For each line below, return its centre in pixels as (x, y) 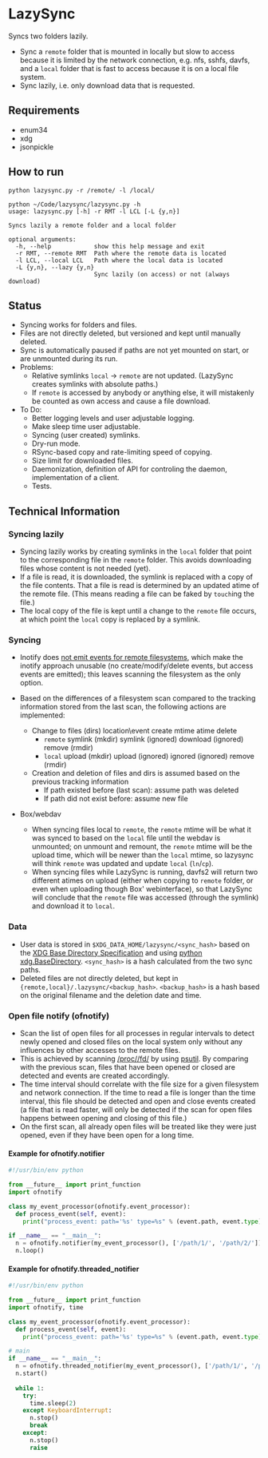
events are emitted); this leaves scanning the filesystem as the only (130, 674)
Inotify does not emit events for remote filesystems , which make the (131, 657)
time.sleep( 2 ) (53, 1403)
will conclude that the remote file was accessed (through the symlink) (145, 898)
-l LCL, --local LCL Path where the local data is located (119, 260)
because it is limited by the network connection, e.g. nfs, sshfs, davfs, (135, 60)
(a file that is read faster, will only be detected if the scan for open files (136, 1109)
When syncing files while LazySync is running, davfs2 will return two (145, 872)
